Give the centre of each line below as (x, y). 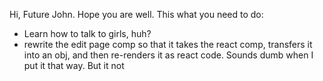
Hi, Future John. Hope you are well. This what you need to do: (136, 14)
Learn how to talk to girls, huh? (87, 33)
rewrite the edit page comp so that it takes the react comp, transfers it (168, 44)
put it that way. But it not (74, 65)
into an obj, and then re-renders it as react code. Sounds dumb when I (168, 55)
